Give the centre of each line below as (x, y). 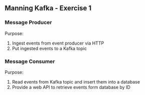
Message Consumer (30, 61)
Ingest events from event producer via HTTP (58, 43)
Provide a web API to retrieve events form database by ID (71, 87)
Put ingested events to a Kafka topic (49, 48)
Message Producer (28, 22)
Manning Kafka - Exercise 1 (48, 8)
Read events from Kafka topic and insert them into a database (76, 81)
